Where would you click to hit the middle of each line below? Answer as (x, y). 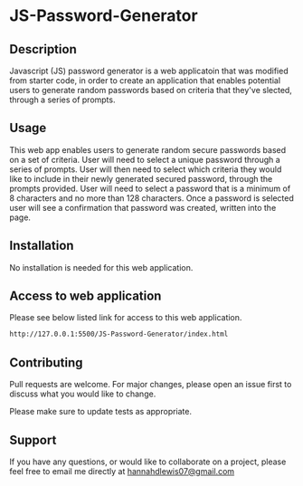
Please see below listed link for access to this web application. (126, 318)
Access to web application (85, 296)
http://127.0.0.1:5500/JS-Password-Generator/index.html (119, 334)
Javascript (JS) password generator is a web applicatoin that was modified (149, 71)
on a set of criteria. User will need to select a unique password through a (145, 159)
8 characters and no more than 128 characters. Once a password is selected (151, 198)
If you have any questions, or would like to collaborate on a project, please (148, 462)
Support (33, 440)
